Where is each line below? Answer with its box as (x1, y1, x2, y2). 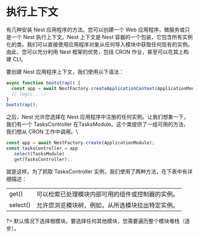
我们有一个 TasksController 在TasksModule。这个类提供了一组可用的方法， (6, 121, 190, 128)
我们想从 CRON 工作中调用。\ (6, 128, 78, 135)
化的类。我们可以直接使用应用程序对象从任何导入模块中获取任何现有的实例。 (6, 41, 193, 48)
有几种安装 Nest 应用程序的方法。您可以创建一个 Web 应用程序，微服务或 (6, 26, 185, 33)
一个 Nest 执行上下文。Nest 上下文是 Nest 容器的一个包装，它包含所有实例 (11, 33, 193, 40)
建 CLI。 (6, 56, 27, 63)
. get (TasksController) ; (11, 156, 70, 163)
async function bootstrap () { (6, 80, 81, 86)
